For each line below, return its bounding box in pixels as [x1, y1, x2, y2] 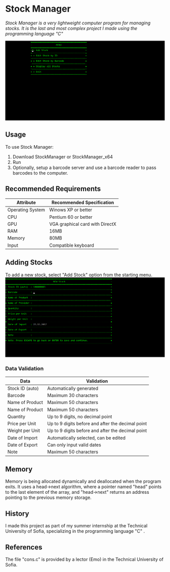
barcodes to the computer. [12, 170, 68, 176]
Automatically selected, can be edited [47, 434, 125, 441]
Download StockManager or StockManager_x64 [12, 153, 113, 160]
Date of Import [7, 434, 38, 441]
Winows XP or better [49, 207, 93, 213]
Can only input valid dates [47, 442, 101, 448]
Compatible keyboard [49, 242, 95, 248]
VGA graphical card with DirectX [49, 221, 116, 227]
